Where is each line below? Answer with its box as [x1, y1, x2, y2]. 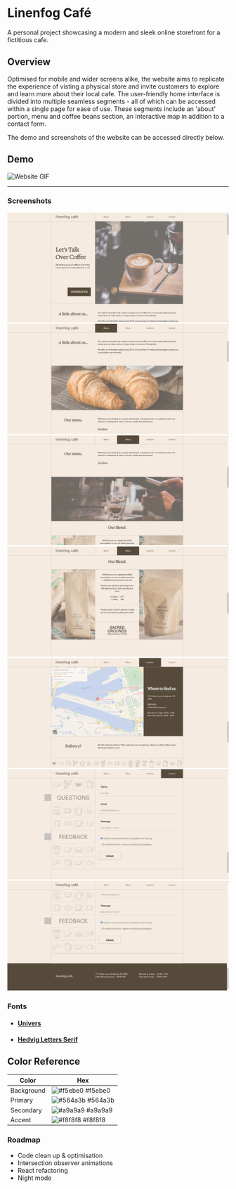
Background [10, 1086, 46, 1095]
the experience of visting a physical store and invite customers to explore [7, 82, 220, 91]
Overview [7, 56, 51, 68]
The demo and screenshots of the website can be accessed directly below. [7, 133, 225, 141]
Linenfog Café [7, 5, 92, 21]
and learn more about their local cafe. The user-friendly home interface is [7, 89, 221, 98]
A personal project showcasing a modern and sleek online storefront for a [7, 28, 221, 37]
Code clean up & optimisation [17, 1151, 103, 1159]
